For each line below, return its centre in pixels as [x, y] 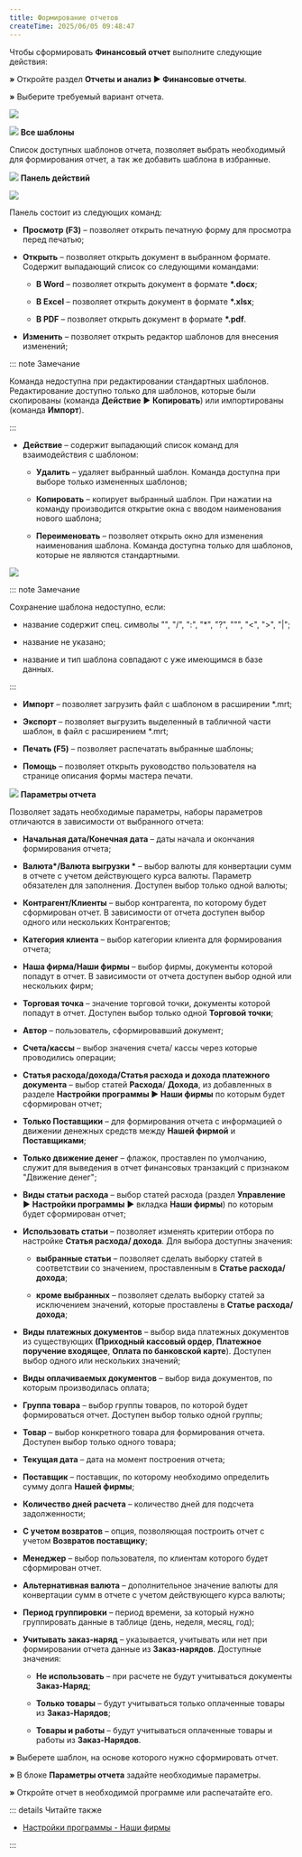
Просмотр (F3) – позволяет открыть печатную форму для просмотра [156, 229]
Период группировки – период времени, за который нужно [138, 1612]
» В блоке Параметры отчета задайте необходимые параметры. [135, 1775]
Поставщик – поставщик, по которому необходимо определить [146, 1477]
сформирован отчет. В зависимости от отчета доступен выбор [144, 912]
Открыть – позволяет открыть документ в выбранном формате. [146, 257]
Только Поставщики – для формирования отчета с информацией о [152, 1121]
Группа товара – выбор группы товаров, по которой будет [135, 1404]
